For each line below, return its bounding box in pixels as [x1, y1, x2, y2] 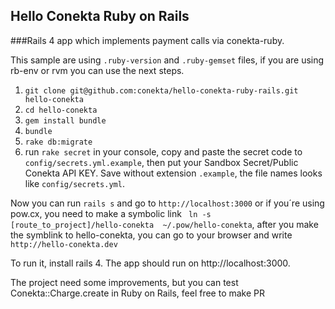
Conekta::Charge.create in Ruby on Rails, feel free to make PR [10, 287, 266, 299]
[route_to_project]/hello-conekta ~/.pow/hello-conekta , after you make [10, 218, 319, 230]
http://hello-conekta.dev [10, 239, 118, 249]
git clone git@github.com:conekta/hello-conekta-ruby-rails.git [24, 85, 299, 96]
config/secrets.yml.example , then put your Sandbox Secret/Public [24, 156, 299, 168]
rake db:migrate [24, 137, 93, 147]
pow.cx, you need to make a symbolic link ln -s [10, 207, 212, 219]
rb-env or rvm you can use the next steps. [10, 64, 185, 76]
